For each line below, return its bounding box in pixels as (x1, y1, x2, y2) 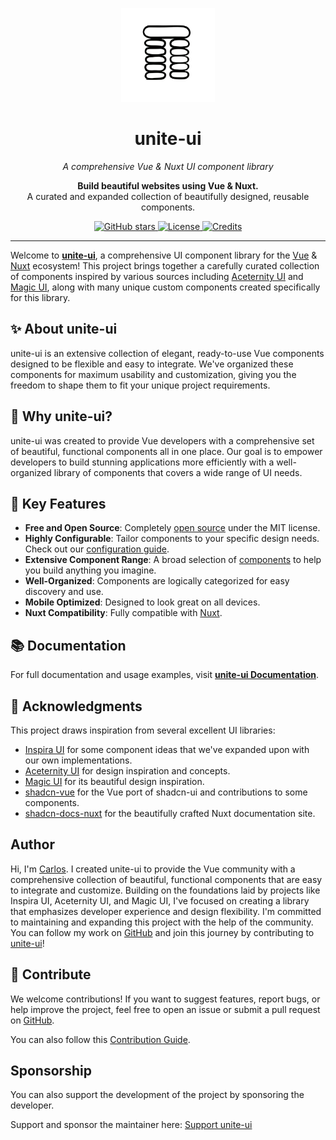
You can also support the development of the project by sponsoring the (10, 1089, 305, 1101)
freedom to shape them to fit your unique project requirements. (10, 379, 271, 391)
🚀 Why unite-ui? (10, 408, 113, 425)
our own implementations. (24, 754, 133, 766)
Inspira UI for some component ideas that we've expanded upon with (24, 744, 310, 755)
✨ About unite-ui (10, 321, 118, 338)
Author (10, 836, 55, 853)
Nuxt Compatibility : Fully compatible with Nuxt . (24, 607, 223, 619)
